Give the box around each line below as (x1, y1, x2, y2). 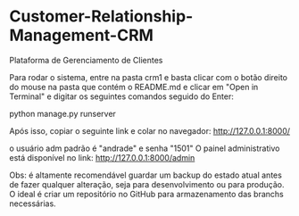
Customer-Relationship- (9, 6, 194, 27)
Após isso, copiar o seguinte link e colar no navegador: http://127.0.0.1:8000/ (9, 125, 291, 136)
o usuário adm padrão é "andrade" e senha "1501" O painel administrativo (9, 143, 280, 154)
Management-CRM (9, 25, 154, 46)
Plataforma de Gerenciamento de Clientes (9, 54, 163, 65)
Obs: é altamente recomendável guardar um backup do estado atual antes (9, 170, 283, 180)
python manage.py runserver (9, 108, 116, 119)
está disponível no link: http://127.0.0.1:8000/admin (9, 152, 195, 162)
